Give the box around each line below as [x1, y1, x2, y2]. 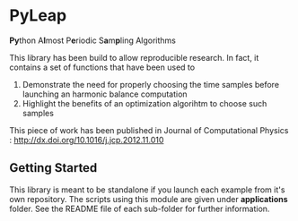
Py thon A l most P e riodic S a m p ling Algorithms [9, 35, 177, 46]
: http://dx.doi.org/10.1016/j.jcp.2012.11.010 [9, 134, 164, 145]
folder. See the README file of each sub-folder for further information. [9, 203, 270, 214]
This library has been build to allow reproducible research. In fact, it [9, 52, 259, 63]
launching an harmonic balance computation [22, 89, 188, 99]
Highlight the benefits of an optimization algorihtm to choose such [22, 98, 267, 108]
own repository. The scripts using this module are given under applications [9, 193, 289, 204]
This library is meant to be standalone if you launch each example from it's [9, 184, 285, 195]
